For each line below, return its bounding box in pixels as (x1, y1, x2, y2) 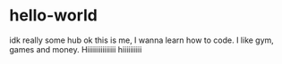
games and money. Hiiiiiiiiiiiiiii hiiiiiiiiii (9, 44, 142, 54)
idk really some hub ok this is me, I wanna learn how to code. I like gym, (9, 35, 275, 45)
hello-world (9, 5, 98, 26)
